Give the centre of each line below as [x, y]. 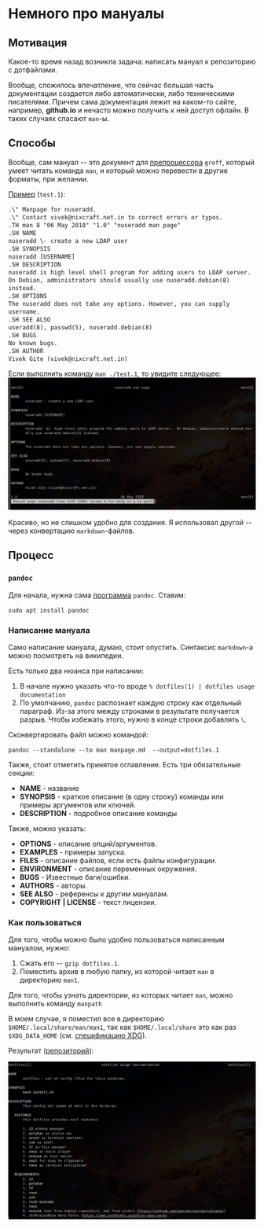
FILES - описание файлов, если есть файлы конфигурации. [118, 861]
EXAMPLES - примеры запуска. [73, 852]
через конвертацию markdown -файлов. [71, 531]
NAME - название [49, 789]
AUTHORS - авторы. [53, 886]
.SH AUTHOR [26, 351]
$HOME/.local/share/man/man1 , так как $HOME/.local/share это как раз [123, 1028]
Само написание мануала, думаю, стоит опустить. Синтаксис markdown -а [131, 647]
